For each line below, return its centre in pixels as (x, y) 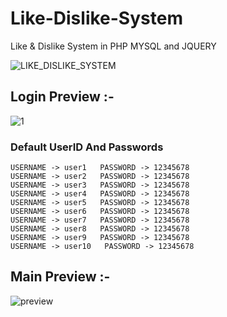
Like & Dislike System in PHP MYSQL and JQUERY (113, 46)
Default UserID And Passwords (87, 147)
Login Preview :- (62, 97)
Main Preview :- (60, 277)
